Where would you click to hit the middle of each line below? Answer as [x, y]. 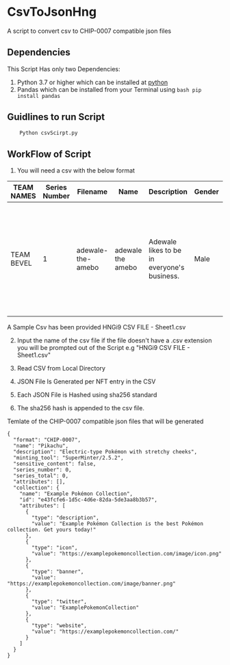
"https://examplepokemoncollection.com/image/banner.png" [91, 584]
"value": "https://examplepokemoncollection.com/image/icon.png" [127, 554]
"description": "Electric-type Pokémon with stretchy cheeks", [105, 452]
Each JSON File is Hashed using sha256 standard [87, 395]
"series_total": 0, [41, 476]
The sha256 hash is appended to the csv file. [81, 408]
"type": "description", [65, 518]
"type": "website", [60, 626]
